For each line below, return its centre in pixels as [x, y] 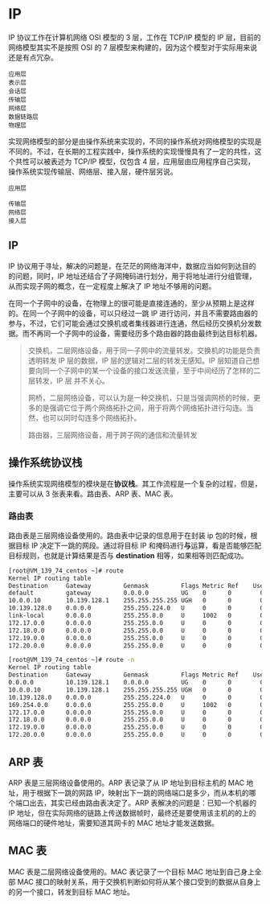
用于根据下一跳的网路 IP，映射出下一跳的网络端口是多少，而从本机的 [135, 792]
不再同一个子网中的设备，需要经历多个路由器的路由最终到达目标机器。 [145, 333]
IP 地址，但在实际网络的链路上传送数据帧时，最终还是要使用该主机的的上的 [132, 812]
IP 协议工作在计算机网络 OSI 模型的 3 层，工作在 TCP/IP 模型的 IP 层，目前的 [135, 37]
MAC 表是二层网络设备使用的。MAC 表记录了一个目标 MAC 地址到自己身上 [131, 871]
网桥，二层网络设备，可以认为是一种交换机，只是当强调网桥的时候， [141, 397]
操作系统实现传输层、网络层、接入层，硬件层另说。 [93, 171]
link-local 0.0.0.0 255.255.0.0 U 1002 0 [120, 616]
